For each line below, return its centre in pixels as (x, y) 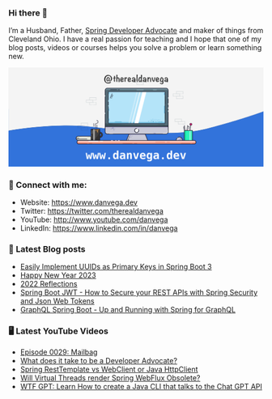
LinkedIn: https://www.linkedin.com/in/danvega (99, 228)
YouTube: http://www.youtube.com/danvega (94, 219)
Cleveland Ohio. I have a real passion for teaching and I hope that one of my (135, 39)
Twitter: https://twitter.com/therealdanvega (92, 210)
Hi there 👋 (28, 13)
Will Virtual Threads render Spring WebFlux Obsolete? (110, 378)
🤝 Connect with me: (48, 185)
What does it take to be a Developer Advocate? (99, 360)
